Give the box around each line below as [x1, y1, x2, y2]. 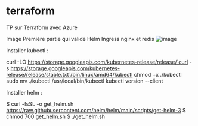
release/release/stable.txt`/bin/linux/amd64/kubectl [6, 71, 133, 78]
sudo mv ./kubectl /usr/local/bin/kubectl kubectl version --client [6, 77, 163, 84]
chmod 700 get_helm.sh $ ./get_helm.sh [6, 113, 106, 120]
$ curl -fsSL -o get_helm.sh [6, 100, 74, 108]
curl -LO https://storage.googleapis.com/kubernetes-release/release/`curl [6, 58, 188, 65]
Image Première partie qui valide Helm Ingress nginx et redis [6, 35, 155, 42]
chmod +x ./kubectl [134, 71, 182, 78]
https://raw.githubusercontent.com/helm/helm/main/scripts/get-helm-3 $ [6, 106, 186, 114]
